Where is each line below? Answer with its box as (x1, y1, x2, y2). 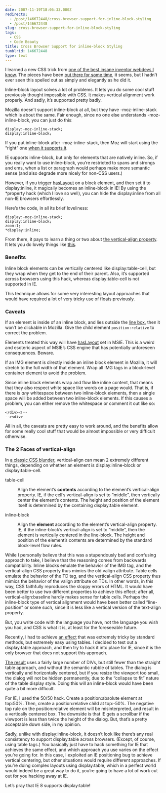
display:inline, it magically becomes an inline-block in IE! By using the (5, 185, 147, 191)
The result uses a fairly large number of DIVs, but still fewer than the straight (5, 660, 161, 666)
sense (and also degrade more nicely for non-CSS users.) (5, 170, 123, 176)
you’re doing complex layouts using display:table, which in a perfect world (5, 762, 157, 768)
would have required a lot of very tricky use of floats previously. (5, 296, 135, 302)
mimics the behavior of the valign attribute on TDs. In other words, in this (5, 578, 154, 584)
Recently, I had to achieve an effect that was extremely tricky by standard (5, 634, 155, 640)
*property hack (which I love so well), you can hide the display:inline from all (5, 191, 161, 197)
